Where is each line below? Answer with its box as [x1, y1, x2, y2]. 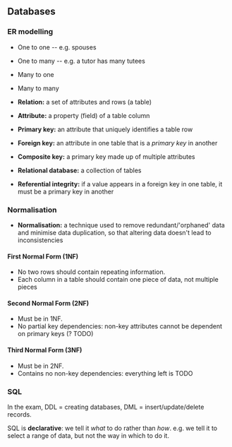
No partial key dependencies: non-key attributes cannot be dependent [17, 322, 223, 330]
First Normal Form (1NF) [7, 252, 79, 261]
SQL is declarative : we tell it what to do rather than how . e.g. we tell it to [7, 424, 217, 432]
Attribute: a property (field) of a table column [17, 111, 150, 119]
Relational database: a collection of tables [17, 166, 142, 174]
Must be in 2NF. [17, 362, 64, 370]
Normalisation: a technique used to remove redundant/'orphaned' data [17, 220, 226, 229]
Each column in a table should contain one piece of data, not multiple [17, 275, 219, 284]
